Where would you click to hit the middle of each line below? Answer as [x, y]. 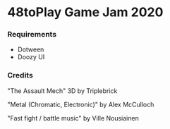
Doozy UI [31, 57]
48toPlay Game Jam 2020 [85, 12]
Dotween [31, 49]
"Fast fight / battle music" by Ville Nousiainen [73, 118]
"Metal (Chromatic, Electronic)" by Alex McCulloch [81, 104]
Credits [20, 75]
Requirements [32, 35]
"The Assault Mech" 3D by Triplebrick [62, 91]
